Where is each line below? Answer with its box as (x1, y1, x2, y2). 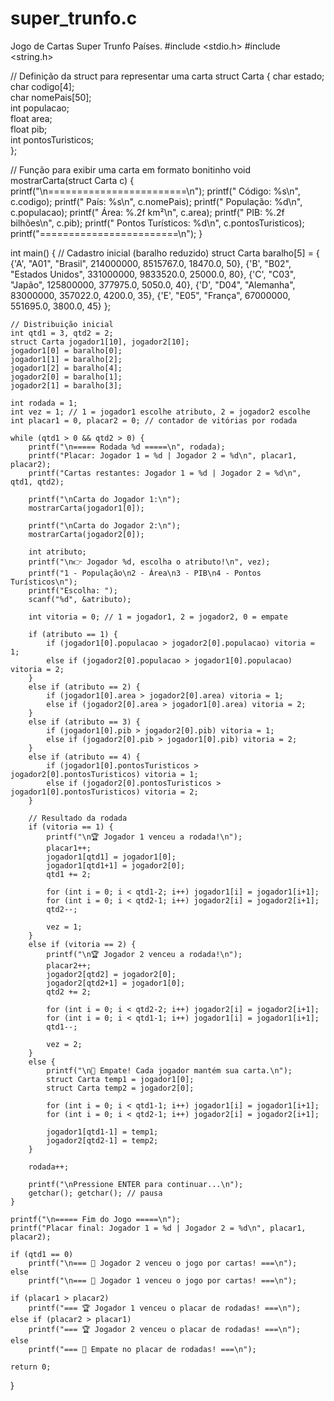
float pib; (10, 123, 48, 135)
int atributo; (28, 547, 87, 557)
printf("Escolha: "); (28, 585, 118, 596)
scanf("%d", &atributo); (28, 594, 132, 604)
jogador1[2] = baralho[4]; (10, 363, 123, 373)
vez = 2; (46, 1039, 83, 1049)
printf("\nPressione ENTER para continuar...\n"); (28, 1179, 244, 1189)
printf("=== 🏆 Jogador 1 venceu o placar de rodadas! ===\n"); (28, 1303, 302, 1313)
